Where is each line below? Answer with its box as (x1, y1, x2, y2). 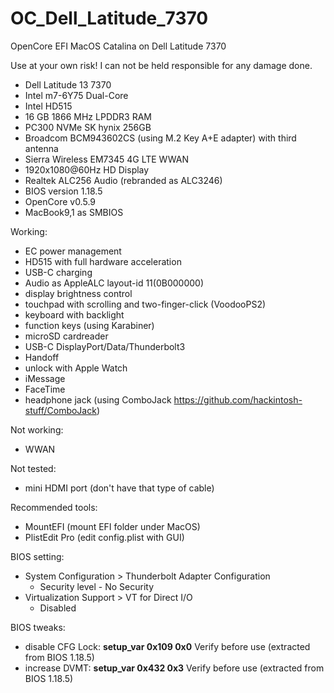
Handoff (24, 351, 60, 363)
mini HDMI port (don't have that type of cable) (24, 482, 215, 494)
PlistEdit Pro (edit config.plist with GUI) (24, 531, 185, 543)
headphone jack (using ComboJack (24, 393, 172, 406)
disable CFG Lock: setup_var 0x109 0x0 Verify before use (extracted (24, 640, 311, 652)
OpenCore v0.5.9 (24, 195, 96, 207)
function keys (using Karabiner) (24, 319, 155, 331)
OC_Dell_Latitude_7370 (10, 7, 209, 30)
